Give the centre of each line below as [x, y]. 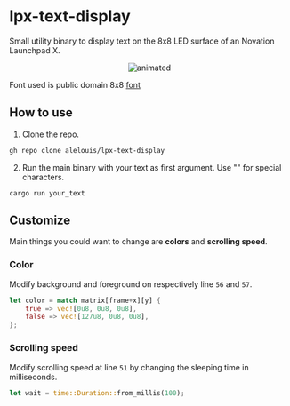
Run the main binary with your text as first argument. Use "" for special [152, 167]
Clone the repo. [51, 134]
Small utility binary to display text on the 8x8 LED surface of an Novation [142, 41]
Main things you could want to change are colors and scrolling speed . [139, 242]
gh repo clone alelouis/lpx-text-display [87, 150]
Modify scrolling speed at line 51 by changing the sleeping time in [129, 367]
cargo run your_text [48, 193]
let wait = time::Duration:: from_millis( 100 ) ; [97, 393]
